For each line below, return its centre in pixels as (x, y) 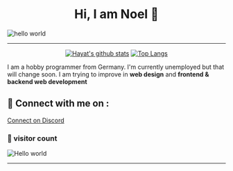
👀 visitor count (32, 138)
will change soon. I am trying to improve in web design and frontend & (108, 74)
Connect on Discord (36, 120)
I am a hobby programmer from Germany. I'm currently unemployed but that (116, 67)
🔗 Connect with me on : (58, 104)
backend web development (48, 81)
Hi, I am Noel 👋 (116, 14)
